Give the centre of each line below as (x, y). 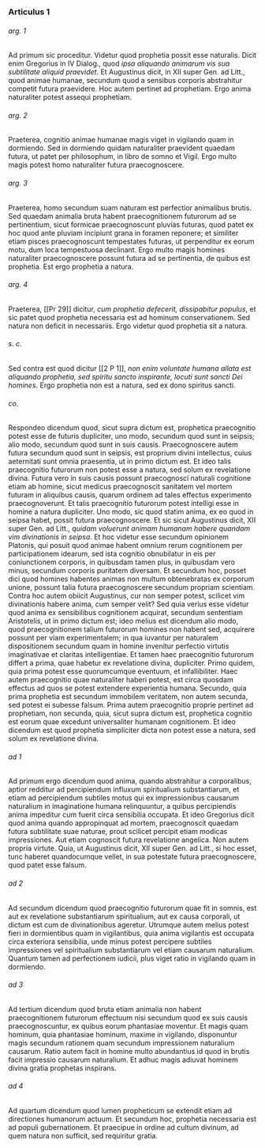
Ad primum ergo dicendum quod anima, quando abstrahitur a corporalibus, (130, 781)
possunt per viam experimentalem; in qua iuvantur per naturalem (114, 638)
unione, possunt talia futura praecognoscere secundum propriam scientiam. (132, 587)
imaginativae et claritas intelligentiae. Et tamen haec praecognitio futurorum (131, 655)
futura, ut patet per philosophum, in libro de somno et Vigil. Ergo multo (123, 157)
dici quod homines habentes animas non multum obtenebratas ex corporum (131, 579)
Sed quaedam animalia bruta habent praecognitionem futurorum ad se (122, 216)
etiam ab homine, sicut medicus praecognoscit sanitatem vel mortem (120, 487)
